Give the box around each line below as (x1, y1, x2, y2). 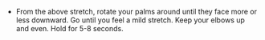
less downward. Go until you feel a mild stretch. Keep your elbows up (15, 15, 245, 25)
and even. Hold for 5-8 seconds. (15, 24, 124, 33)
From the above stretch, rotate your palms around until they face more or (15, 7, 258, 16)
